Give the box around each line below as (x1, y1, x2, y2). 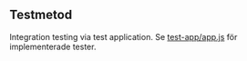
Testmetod (9, 7, 73, 23)
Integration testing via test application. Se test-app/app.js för (9, 31, 238, 42)
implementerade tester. (9, 41, 97, 52)
